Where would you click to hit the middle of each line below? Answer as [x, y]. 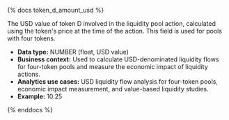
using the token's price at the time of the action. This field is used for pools [115, 31]
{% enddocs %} [30, 110]
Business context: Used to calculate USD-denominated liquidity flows [118, 59]
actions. [29, 74]
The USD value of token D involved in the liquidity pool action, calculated [112, 23]
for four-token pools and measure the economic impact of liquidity [113, 67]
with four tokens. [31, 38]
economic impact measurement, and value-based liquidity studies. [113, 89]
